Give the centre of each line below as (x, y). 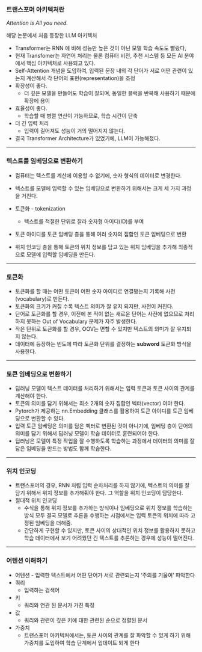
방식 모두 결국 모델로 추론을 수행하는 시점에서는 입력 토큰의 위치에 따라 (106, 515)
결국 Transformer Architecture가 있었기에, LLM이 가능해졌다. (87, 138)
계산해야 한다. (31, 396)
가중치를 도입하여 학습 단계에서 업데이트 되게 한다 (82, 642)
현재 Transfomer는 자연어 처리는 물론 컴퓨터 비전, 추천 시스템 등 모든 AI (99, 56)
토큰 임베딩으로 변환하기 (39, 374)
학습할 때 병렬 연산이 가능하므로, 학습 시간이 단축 (81, 116)
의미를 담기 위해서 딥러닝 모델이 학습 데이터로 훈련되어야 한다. (87, 434)
